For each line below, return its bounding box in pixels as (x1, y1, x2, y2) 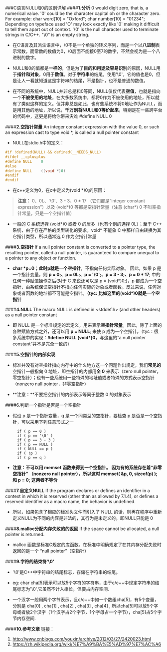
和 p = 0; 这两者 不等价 (12, 477, 58, 483)
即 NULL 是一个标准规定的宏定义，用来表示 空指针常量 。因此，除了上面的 (12, 322, 162, 328)
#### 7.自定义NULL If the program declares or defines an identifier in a (5, 488, 151, 494)
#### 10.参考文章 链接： (5, 626, 55, 632)
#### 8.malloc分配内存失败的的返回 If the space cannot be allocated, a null (5, 526, 160, 532)
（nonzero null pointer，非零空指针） (12, 381, 89, 387)
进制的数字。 (12, 54, 39, 60)
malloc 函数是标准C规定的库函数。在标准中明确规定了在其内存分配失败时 (12, 542, 162, 548)
